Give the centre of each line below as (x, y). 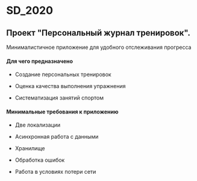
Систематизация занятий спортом (59, 98)
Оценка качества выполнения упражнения (70, 86)
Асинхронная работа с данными (57, 137)
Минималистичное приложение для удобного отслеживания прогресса (99, 47)
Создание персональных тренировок (63, 75)
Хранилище (30, 148)
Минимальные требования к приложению (62, 112)
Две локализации (38, 125)
